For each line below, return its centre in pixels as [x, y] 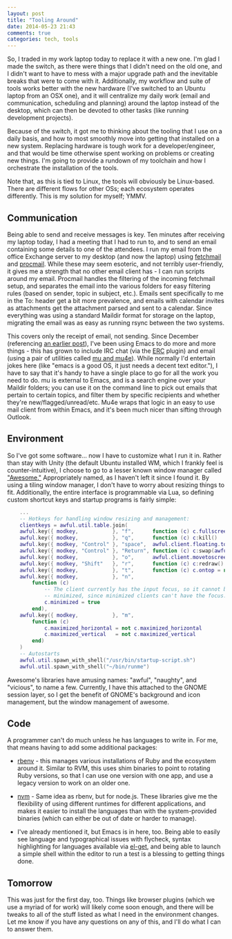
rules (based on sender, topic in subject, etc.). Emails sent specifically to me [116, 293]
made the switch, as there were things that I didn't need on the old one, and [115, 66]
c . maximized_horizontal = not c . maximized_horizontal [123, 628]
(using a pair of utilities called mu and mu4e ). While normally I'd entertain [112, 358]
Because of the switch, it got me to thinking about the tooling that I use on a [115, 131]
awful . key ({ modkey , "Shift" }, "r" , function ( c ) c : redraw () [122, 564]
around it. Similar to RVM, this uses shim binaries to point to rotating [114, 768]
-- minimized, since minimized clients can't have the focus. [135, 596]
